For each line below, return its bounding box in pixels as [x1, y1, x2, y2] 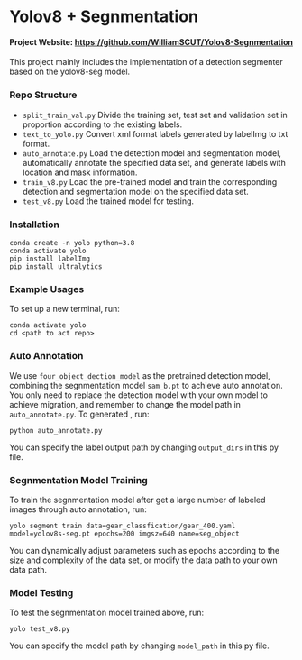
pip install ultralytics [9, 261, 103, 271]
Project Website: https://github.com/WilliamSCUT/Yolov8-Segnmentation [9, 36, 294, 47]
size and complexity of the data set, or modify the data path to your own [9, 555, 278, 565]
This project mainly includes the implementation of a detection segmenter [9, 57, 284, 68]
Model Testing [9, 586, 74, 599]
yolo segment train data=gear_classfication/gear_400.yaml [9, 521, 236, 530]
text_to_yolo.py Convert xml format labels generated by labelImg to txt [22, 128, 288, 139]
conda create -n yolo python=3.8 [9, 238, 135, 247]
